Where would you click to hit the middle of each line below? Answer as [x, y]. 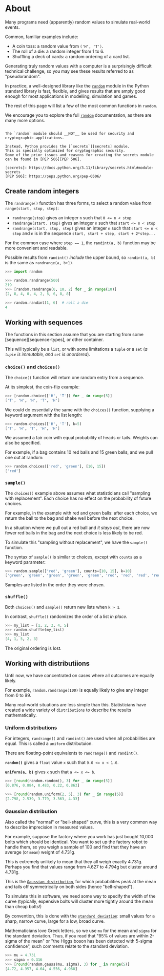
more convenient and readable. [37, 248]
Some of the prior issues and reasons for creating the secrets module [79, 155]
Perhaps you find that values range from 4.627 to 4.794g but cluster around [81, 867]
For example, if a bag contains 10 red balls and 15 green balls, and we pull [79, 452]
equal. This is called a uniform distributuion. [49, 743]
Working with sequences [44, 323]
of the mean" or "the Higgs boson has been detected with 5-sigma [85, 941]
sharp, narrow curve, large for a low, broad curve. [55, 921]
